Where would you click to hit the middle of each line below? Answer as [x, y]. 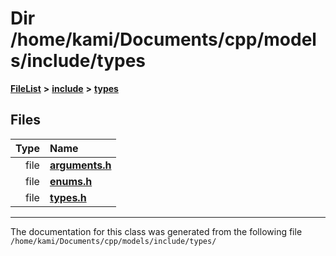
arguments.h [80, 165]
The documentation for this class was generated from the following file [156, 231]
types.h [68, 197]
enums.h [71, 181]
